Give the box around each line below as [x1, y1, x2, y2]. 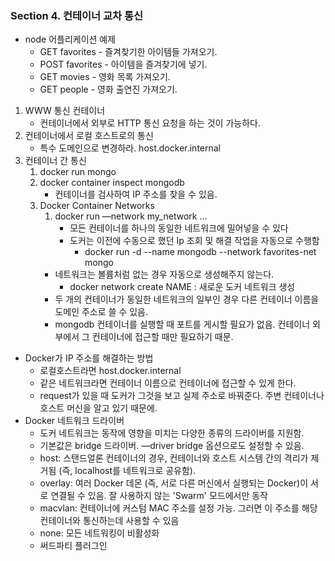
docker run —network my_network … [54, 210, 208, 222]
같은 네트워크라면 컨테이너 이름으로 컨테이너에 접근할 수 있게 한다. [39, 377, 297, 389]
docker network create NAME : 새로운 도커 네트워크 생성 [69, 281, 296, 293]
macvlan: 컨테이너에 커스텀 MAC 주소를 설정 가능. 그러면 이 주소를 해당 [39, 502, 318, 514]
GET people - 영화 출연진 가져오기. [39, 83, 178, 96]
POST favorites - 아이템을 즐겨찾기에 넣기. [39, 58, 208, 71]
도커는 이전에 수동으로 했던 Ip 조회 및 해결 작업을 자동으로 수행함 [69, 235, 320, 247]
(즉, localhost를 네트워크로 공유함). [58, 465, 196, 477]
